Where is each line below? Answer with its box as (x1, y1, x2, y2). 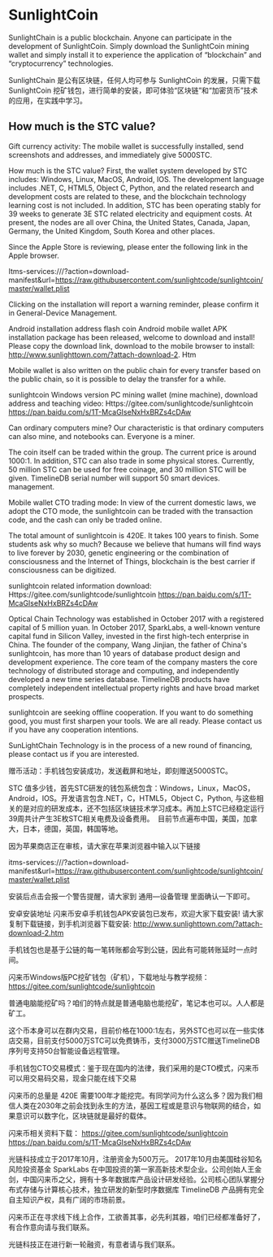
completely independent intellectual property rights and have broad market (8, 683, 260, 693)
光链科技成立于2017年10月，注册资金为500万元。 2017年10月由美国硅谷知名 (8, 1154, 262, 1163)
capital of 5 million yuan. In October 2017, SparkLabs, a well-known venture (8, 622, 261, 632)
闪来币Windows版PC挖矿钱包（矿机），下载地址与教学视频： (8, 972, 210, 981)
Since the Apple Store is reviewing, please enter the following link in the (8, 241, 249, 251)
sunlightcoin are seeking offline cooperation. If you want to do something (8, 707, 253, 717)
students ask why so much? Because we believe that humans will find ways (8, 539, 262, 549)
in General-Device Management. (8, 307, 118, 318)
